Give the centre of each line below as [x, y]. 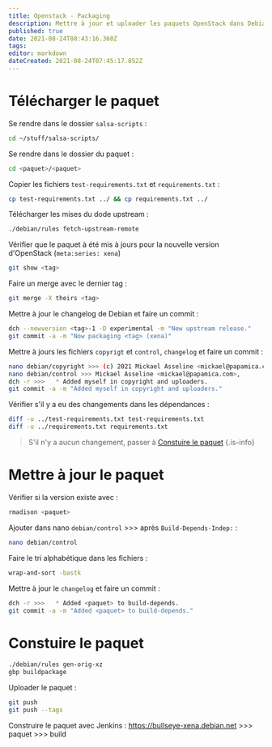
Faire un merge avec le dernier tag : [68, 283]
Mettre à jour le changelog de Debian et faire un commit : [104, 314]
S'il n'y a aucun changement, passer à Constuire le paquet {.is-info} [141, 443]
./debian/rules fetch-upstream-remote [74, 229]
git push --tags [36, 710]
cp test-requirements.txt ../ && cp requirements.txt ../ [108, 199]
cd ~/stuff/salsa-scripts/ [54, 138]
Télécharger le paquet [84, 101]
